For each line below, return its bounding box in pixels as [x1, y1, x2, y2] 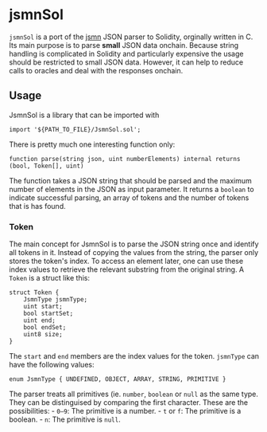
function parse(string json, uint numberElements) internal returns [9, 155, 241, 163]
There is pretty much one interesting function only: [9, 139, 176, 149]
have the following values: [9, 360, 95, 370]
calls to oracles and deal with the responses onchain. [9, 65, 184, 75]
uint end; [23, 316, 56, 324]
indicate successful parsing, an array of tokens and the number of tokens [9, 193, 250, 202]
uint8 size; [23, 331, 63, 339]
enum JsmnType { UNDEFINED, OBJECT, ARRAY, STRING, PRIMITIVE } [9, 375, 226, 383]
